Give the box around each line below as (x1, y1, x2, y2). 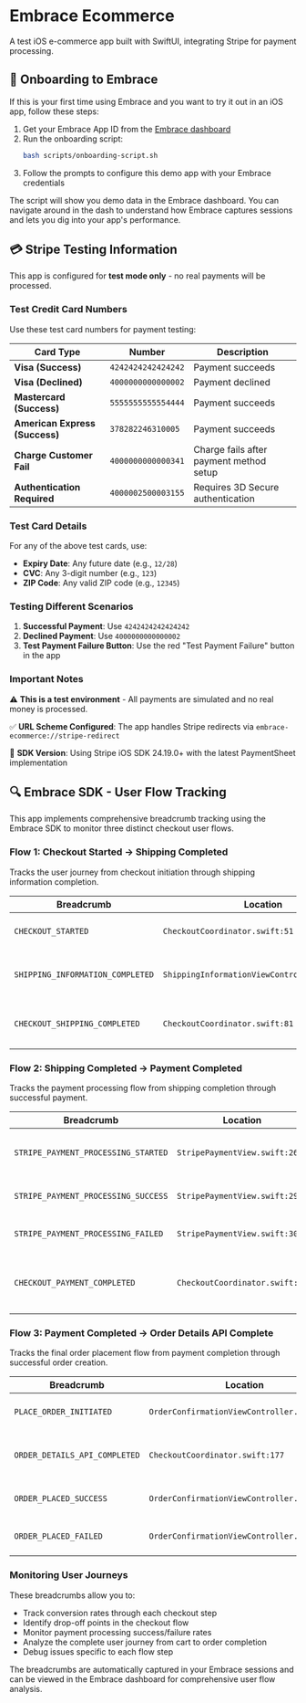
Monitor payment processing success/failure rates (22, 1626, 212, 1637)
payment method (193, 454, 267, 467)
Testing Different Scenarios (9, 600, 134, 613)
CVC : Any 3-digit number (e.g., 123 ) (22, 568, 158, 579)
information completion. (9, 876, 99, 887)
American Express (14, 416, 96, 429)
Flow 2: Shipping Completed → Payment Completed (9, 1061, 243, 1074)
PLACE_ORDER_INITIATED (14, 1407, 112, 1417)
